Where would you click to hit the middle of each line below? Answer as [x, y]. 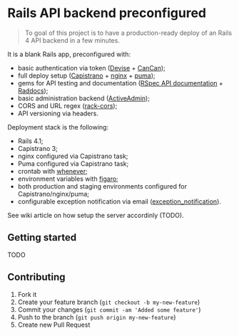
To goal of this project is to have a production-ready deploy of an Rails [128, 33]
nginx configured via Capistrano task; [73, 156]
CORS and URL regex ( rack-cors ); [67, 105]
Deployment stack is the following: [58, 127]
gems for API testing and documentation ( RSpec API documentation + [120, 83]
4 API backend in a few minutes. [72, 40]
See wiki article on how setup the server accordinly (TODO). [96, 215]
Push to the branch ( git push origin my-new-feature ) [97, 317]
